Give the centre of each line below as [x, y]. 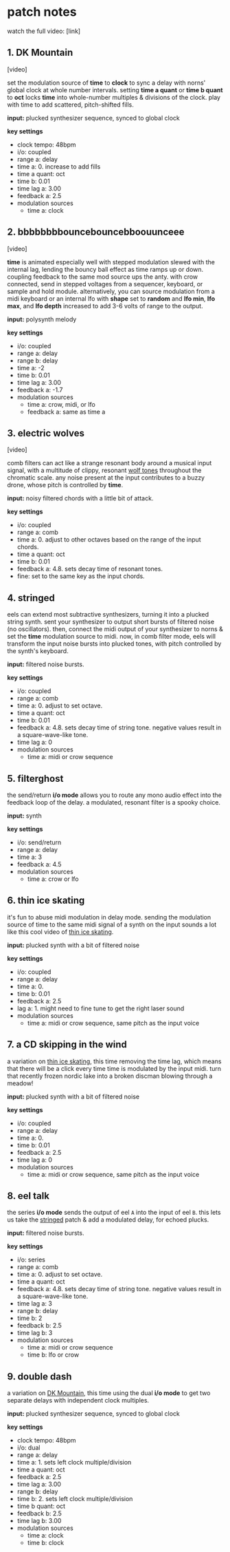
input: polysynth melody [42, 319]
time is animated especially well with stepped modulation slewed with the [111, 262]
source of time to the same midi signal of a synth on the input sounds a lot [112, 924]
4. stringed [31, 598]
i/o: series [31, 1259]
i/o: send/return [39, 842]
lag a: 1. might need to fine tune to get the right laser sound [101, 1008]
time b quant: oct [41, 1506]
